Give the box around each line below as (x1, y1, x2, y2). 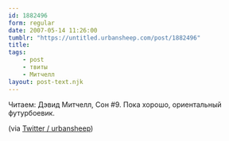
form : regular (8, 19, 56, 27)
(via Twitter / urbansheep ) (8, 124, 94, 133)
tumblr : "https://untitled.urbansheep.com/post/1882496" (8, 33, 201, 42)
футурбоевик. (8, 108, 56, 117)
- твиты (22, 63, 48, 71)
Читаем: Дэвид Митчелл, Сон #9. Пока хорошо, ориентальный (8, 100, 222, 109)
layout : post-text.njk (8, 78, 83, 86)
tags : (8, 48, 26, 56)
